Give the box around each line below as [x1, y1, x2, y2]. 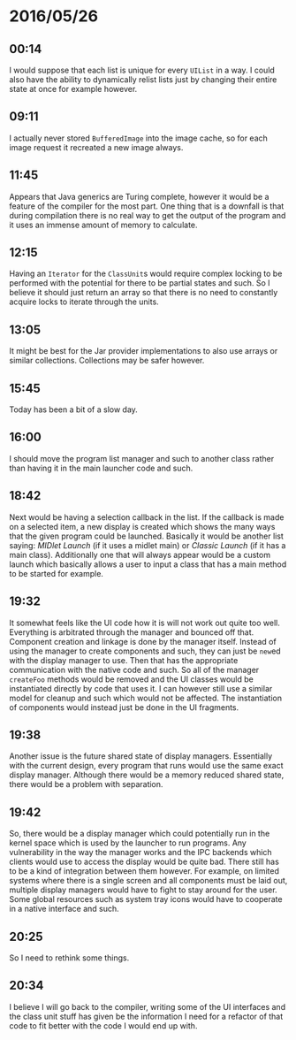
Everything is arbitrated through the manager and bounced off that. [9, 626, 254, 638]
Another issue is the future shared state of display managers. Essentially [9, 751, 273, 761]
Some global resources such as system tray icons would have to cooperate [9, 894, 283, 905]
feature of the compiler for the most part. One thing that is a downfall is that [9, 201, 285, 211]
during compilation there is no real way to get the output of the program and [9, 210, 286, 220]
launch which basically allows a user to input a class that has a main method [9, 559, 287, 570]
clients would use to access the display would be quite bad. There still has [9, 856, 280, 868]
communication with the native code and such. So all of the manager [9, 664, 260, 675]
